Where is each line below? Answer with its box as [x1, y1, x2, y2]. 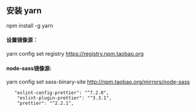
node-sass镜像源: [6, 65, 52, 72]
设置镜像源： [6, 37, 38, 44]
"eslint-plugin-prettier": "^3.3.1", [17, 95, 112, 101]
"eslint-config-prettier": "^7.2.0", [14, 90, 110, 96]
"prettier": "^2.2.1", [17, 101, 74, 107]
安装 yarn [6, 5, 42, 16]
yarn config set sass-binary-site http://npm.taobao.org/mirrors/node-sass [6, 78, 190, 86]
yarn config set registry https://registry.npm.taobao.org [6, 50, 144, 57]
